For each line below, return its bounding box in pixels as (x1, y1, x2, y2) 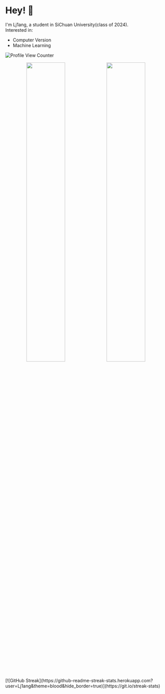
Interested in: (5, 27, 33, 33)
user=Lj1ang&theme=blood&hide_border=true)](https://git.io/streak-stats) (5, 683, 160, 689)
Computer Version (12, 37, 52, 43)
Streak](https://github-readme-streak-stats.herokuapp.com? (25, 677, 153, 683)
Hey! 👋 (5, 5, 34, 16)
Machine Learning (12, 42, 51, 48)
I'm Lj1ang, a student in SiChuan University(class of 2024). (5, 21, 129, 28)
